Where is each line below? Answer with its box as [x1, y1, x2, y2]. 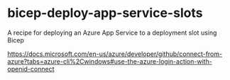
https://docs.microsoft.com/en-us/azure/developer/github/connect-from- [7, 50, 222, 58]
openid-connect [7, 64, 55, 73]
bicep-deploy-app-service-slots [7, 5, 203, 21]
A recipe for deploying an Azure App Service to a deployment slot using [7, 28, 217, 37]
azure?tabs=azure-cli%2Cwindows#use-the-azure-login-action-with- [7, 57, 213, 65]
